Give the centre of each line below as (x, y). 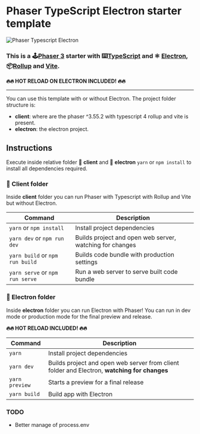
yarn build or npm (34, 255)
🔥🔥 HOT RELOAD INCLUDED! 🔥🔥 (47, 328)
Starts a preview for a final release (96, 382)
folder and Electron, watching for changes (108, 370)
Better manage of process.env (52, 424)
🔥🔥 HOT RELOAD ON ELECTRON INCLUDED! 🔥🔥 (66, 81)
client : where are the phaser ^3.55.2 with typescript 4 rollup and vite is (101, 117)
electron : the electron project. (52, 129)
